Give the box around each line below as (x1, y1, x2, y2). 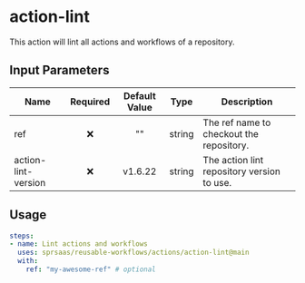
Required (69, 95, 111, 108)
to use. (202, 176, 232, 189)
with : (17, 257, 39, 266)
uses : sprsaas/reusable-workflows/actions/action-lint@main (17, 248, 250, 258)
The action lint (202, 153, 264, 166)
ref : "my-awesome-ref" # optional (25, 265, 156, 274)
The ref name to (202, 116, 271, 129)
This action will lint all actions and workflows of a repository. (9, 36, 235, 47)
